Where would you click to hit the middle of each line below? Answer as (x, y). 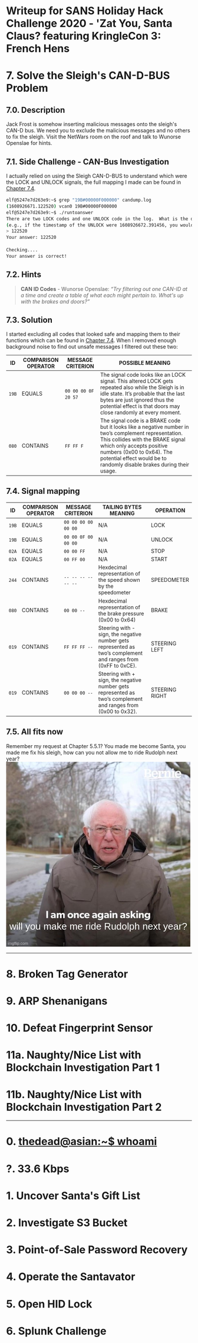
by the (106, 586)
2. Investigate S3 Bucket (67, 1223)
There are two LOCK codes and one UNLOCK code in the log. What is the (97, 219)
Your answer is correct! (37, 256)
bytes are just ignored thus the (137, 400)
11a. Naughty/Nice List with (74, 1055)
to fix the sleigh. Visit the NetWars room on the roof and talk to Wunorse (94, 137)
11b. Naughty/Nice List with (74, 1095)
